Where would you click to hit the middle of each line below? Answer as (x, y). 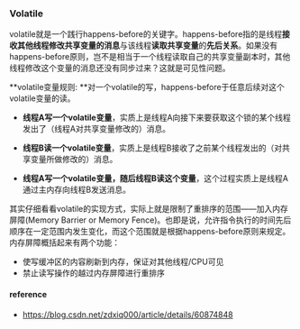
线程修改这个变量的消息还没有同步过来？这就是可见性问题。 (120, 68)
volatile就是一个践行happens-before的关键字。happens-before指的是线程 (146, 34)
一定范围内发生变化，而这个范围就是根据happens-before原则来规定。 (162, 232)
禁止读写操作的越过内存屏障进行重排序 (93, 273)
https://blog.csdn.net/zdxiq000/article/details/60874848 (127, 315)
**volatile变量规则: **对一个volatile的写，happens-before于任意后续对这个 (147, 87)
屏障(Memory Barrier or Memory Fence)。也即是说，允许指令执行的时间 (143, 220)
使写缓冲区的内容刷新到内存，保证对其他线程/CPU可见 (123, 262)
